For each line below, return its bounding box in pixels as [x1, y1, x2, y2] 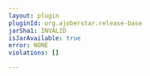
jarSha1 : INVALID [8, 26, 67, 34]
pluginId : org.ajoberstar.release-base [8, 19, 143, 27]
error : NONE [8, 42, 48, 50]
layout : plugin [8, 11, 60, 20]
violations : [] [8, 49, 60, 57]
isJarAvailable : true [8, 34, 81, 42]
